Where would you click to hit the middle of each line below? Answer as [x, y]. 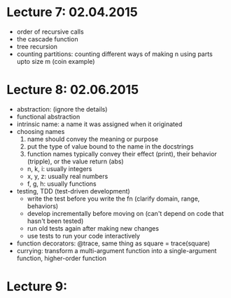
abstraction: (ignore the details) [62, 109]
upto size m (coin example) [56, 61]
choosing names [41, 131]
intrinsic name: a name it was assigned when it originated [99, 124]
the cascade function [47, 39]
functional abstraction [48, 116]
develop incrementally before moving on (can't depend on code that [126, 213]
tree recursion [37, 46]
